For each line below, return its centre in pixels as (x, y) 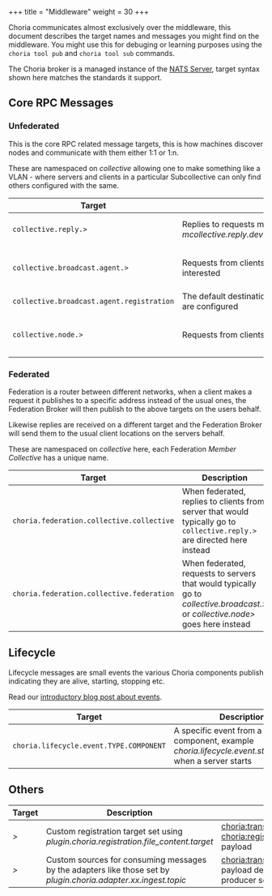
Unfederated (34, 126)
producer (239, 880)
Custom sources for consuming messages (126, 860)
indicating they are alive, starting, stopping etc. (87, 681)
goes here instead (216, 624)
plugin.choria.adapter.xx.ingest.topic (116, 880)
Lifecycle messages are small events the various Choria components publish (136, 672)
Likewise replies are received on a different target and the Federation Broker (136, 424)
